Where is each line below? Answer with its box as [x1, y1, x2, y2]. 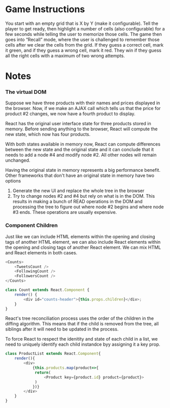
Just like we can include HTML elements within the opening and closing [5, 233, 155, 239]
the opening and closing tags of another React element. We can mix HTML [5, 244, 161, 250]
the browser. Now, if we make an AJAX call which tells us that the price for [5, 105, 161, 112]
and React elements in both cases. [5, 249, 78, 255]
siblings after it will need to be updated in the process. [5, 326, 119, 332]
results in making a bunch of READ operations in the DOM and [12, 199, 143, 205]
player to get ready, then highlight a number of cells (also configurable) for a [5, 25, 165, 31]
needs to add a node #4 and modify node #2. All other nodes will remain [5, 152, 157, 158]
